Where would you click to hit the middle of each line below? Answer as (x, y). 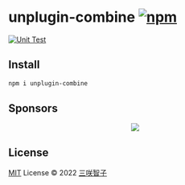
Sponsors (33, 109)
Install (24, 65)
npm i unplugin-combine (48, 83)
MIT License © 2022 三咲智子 (58, 173)
